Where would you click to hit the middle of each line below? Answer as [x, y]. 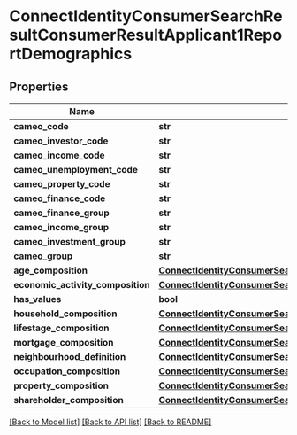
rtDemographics [71, 54]
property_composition [61, 385]
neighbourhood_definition [70, 357]
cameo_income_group [61, 227]
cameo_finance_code [60, 198]
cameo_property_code [62, 184]
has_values [38, 299]
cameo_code [41, 126]
